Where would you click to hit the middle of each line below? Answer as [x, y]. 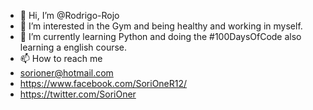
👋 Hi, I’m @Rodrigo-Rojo [69, 15]
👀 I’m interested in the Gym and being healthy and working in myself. [161, 26]
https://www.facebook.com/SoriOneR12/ [103, 83]
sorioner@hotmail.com [66, 73]
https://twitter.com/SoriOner [78, 94]
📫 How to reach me [61, 58]
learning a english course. [73, 47]
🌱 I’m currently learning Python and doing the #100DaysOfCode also [160, 36]
